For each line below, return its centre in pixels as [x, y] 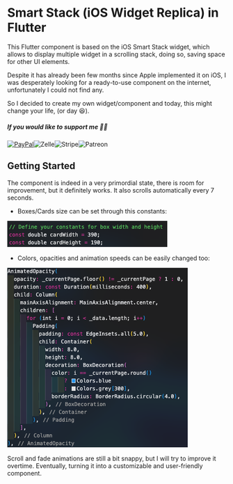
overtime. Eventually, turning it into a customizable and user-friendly [105, 466]
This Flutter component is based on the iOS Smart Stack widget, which [109, 47]
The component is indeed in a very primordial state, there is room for [106, 183]
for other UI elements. [39, 61]
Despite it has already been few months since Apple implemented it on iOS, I [117, 75]
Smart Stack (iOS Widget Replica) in [113, 13]
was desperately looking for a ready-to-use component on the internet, [109, 82]
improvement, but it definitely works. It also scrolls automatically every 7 [111, 190]
